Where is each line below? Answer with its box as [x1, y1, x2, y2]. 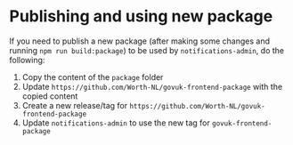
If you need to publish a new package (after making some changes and [9, 36, 270, 46]
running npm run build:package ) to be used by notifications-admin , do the [9, 44, 285, 55]
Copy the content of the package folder [21, 71, 164, 82]
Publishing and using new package [9, 6, 273, 27]
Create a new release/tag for [21, 100, 127, 110]
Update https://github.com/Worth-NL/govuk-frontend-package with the [21, 81, 283, 92]
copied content [21, 91, 78, 101]
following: [9, 54, 45, 65]
